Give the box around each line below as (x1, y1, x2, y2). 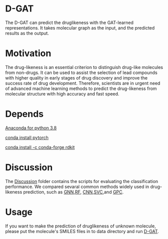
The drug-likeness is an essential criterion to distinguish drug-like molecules (5, 64, 163, 70)
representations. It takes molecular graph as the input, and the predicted (5, 24, 155, 30)
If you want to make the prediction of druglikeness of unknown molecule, (5, 223, 156, 229)
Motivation (5, 48, 52, 59)
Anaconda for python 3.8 (5, 124, 57, 130)
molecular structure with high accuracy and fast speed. (5, 90, 119, 96)
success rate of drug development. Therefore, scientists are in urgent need (5, 80, 160, 86)
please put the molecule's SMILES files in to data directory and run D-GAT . (5, 228, 159, 234)
